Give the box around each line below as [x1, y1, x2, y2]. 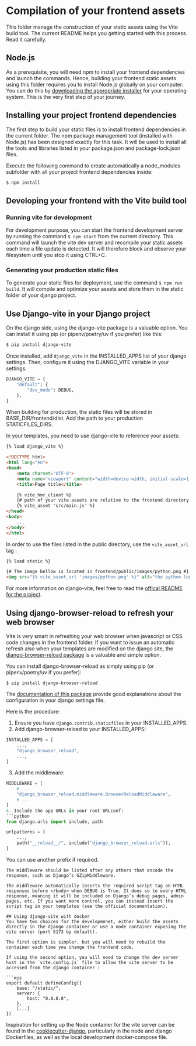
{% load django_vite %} [6, 444, 64, 450]
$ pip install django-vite [6, 342, 72, 348]
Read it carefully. [6, 36, 47, 43]
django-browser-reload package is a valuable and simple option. [6, 651, 162, 659]
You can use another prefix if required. [6, 856, 99, 863]
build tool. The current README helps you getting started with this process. [6, 29, 188, 36]
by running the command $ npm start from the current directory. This [6, 233, 173, 240]
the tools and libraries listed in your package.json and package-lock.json [6, 145, 181, 152]
